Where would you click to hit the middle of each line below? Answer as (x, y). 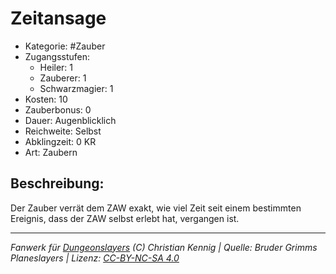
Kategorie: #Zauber (65, 46)
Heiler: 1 (56, 67)
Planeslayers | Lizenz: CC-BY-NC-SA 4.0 (95, 258)
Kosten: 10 (46, 99)
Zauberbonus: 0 (58, 109)
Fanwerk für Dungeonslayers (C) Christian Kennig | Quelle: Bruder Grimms (164, 247)
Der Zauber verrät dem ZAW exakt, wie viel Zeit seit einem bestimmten (156, 208)
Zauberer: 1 (63, 78)
